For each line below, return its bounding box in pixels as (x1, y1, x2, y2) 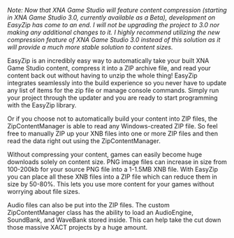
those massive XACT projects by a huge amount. (7, 223, 148, 231)
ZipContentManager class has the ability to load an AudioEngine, (7, 209, 193, 216)
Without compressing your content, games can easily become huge (7, 150, 203, 158)
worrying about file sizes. (7, 188, 80, 195)
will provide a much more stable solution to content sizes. (7, 43, 173, 51)
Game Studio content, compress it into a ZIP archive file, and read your (7, 64, 211, 72)
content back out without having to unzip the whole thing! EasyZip (7, 71, 198, 80)
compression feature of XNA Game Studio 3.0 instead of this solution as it (7, 36, 221, 44)
